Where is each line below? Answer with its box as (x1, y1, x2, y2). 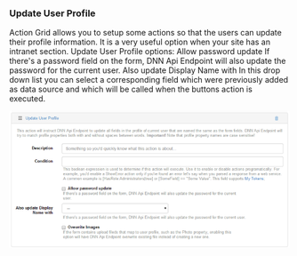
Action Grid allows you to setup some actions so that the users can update (9, 28, 282, 38)
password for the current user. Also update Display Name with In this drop (9, 65, 281, 76)
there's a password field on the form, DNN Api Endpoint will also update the (9, 56, 286, 67)
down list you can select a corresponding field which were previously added (9, 75, 289, 85)
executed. (9, 93, 46, 104)
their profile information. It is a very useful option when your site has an (9, 36, 271, 47)
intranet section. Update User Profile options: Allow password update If (9, 46, 270, 57)
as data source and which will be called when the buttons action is (9, 84, 253, 95)
